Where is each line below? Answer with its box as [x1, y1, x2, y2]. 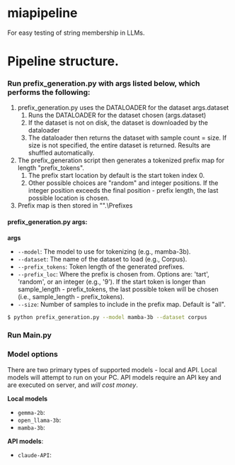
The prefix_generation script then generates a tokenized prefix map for [17, 156, 225, 164]
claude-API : [17, 450, 52, 459]
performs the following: [7, 87, 91, 97]
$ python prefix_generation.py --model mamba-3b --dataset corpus [7, 313, 207, 320]
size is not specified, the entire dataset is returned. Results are [28, 141, 211, 150]
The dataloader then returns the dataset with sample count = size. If [28, 133, 227, 142]
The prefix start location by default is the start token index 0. [28, 172, 205, 180]
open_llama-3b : [17, 415, 62, 424]
